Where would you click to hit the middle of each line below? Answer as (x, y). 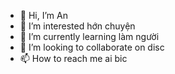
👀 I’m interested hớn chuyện (77, 26)
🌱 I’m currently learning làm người (89, 36)
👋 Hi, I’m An (43, 15)
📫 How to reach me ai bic (73, 58)
